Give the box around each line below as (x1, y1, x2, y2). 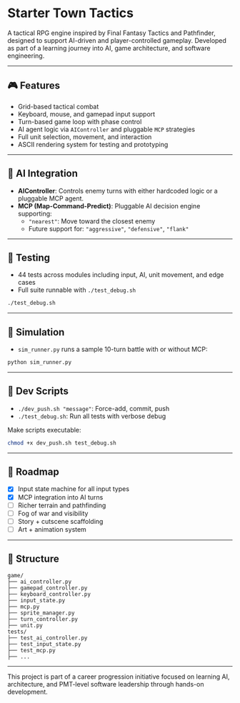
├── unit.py (7, 622, 43, 629)
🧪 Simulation (7, 326, 65, 338)
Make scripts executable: (7, 425, 81, 434)
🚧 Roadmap (7, 466, 59, 478)
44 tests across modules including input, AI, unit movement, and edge (17, 270, 224, 279)
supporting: (17, 209, 52, 218)
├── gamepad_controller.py (7, 584, 88, 592)
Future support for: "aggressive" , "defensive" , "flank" (28, 224, 189, 233)
